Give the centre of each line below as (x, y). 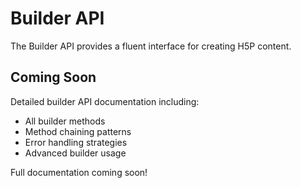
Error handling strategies (76, 142)
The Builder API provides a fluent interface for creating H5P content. (151, 46)
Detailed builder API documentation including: (105, 101)
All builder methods (65, 121)
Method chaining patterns (78, 131)
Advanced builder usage (75, 153)
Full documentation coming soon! (79, 172)
